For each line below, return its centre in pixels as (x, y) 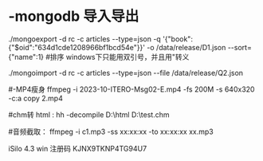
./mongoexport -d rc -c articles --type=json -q (84, 39)
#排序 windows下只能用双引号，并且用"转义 (117, 57)
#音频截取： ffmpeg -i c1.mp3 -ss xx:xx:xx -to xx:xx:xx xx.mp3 (111, 132)
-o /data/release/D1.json (186, 47)
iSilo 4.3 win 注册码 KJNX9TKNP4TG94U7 (78, 148)
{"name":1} (26, 57)
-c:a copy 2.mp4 (36, 98)
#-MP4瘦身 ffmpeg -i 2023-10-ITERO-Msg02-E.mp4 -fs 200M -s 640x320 (131, 89)
